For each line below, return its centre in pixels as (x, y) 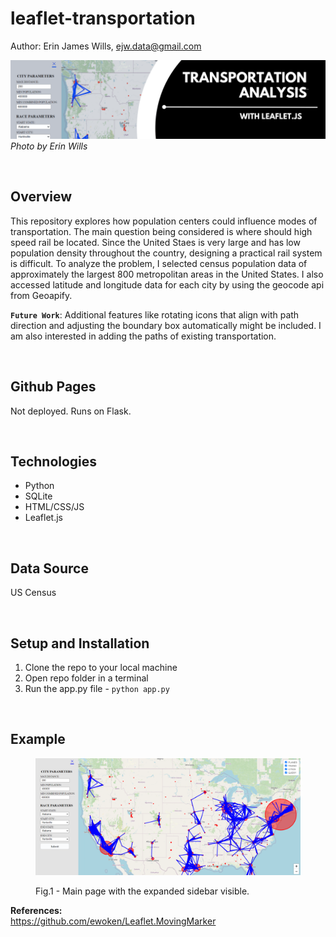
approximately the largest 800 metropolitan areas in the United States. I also (167, 274)
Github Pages (53, 387)
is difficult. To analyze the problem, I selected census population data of (159, 263)
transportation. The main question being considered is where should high (161, 231)
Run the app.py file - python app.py (97, 688)
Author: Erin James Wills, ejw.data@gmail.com (106, 46)
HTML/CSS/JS (54, 507)
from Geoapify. (41, 295)
